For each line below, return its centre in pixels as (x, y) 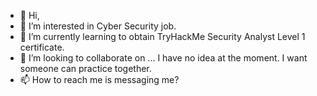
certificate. (42, 47)
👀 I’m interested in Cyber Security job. (98, 26)
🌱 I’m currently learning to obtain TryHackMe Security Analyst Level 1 (162, 36)
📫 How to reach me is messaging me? (99, 79)
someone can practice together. (85, 68)
